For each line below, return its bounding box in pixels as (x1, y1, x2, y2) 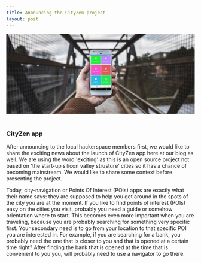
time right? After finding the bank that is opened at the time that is (6, 244, 169, 251)
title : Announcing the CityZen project (6, 10, 106, 16)
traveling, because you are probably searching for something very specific (6, 219, 190, 226)
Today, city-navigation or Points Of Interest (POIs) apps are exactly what (6, 186, 184, 194)
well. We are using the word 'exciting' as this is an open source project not (6, 156, 190, 163)
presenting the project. (6, 175, 63, 182)
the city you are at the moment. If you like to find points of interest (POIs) (6, 199, 186, 207)
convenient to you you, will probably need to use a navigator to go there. (6, 250, 185, 258)
